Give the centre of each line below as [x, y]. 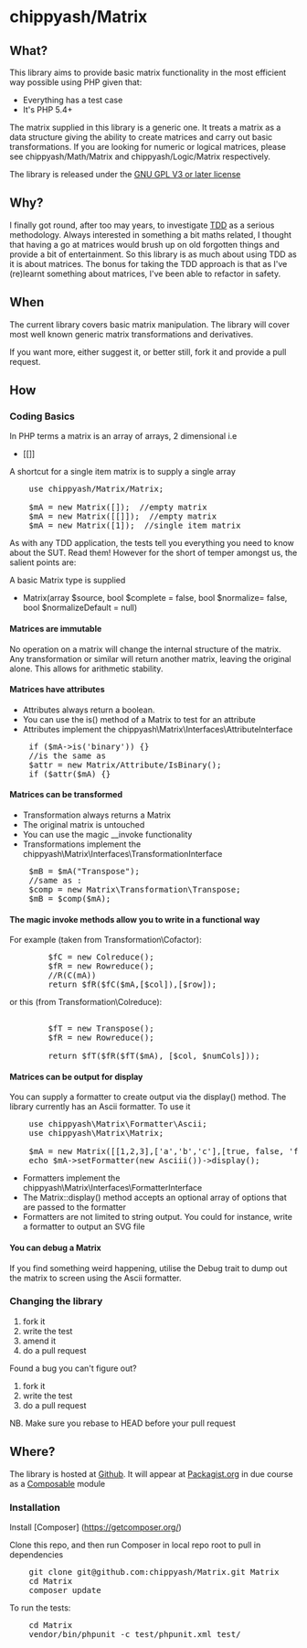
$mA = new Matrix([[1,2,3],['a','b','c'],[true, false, [157, 1151]
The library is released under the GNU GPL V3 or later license [125, 174]
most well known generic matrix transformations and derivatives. [132, 334]
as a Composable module [58, 1483]
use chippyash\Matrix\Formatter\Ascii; [118, 1124]
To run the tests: [40, 1608]
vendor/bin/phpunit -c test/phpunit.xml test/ [135, 1634]
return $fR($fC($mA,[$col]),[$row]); [132, 985]
